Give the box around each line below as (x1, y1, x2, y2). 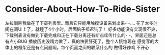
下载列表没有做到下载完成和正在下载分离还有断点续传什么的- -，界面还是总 (5, 32, 157, 38)
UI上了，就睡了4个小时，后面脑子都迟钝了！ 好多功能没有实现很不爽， (18, 26, 160, 32)
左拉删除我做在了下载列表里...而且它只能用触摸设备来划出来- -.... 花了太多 (5, 20, 154, 26)
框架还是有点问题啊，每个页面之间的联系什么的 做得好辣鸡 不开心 (18, 44, 150, 50)
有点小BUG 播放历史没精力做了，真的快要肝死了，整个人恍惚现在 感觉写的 (5, 38, 155, 44)
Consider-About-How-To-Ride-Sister (5, 3, 160, 15)
